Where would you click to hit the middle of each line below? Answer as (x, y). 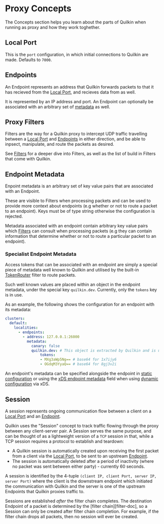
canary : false (45, 346)
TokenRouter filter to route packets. (41, 275)
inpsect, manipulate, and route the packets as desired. (60, 144)
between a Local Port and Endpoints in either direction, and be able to (75, 139)
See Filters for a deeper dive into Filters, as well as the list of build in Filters (81, 154)
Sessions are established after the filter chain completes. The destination (79, 501)
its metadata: (18, 310)
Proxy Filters (25, 122)
